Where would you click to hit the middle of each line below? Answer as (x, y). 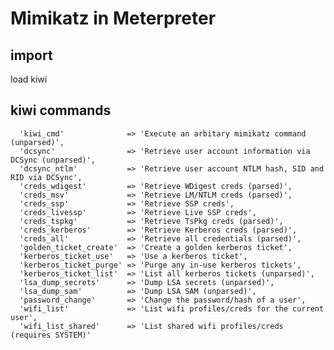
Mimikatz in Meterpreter (113, 18)
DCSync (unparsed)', (53, 160)
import (31, 55)
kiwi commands (61, 110)
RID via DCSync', (46, 177)
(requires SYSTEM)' (51, 335)
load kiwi (29, 79)
